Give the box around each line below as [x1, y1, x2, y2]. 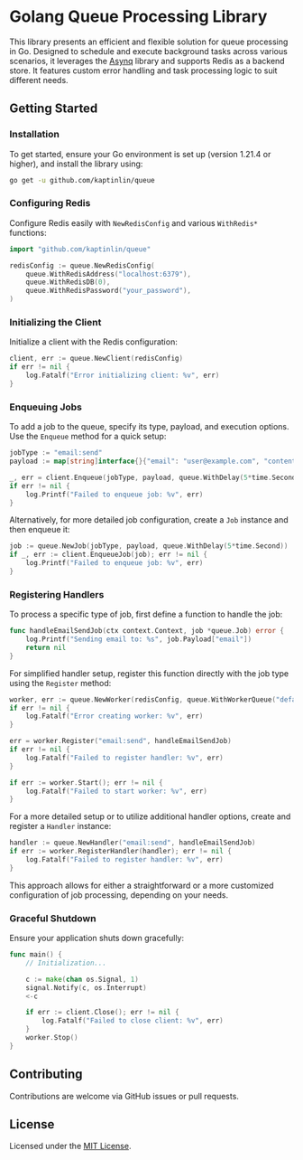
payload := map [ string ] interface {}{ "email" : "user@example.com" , [9, 457, 260, 467]
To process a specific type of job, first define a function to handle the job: [9, 608, 283, 620]
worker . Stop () [25, 1033, 78, 1042]
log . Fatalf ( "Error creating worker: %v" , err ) [25, 712, 204, 721]
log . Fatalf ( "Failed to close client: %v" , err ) [41, 1016, 224, 1025]
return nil [25, 643, 67, 652]
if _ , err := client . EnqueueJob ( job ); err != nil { [9, 550, 207, 560]
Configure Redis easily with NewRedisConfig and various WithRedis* [9, 217, 259, 228]
